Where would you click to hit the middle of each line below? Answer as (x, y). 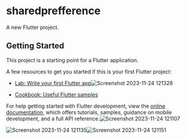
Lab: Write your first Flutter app (53, 83)
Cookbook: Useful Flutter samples (56, 94)
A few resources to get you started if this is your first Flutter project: (89, 72)
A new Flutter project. (33, 27)
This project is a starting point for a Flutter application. (72, 60)
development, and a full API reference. (53, 118)
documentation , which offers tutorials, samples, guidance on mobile (89, 112)
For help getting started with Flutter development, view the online (86, 106)
